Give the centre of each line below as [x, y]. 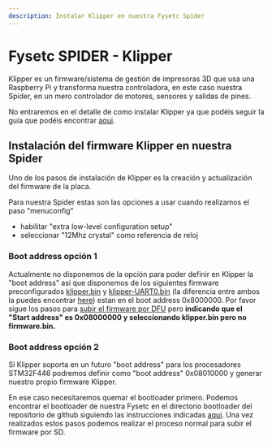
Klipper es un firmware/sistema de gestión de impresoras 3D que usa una [132, 79]
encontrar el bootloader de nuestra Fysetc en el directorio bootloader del [130, 406]
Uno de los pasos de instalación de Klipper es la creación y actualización [131, 178]
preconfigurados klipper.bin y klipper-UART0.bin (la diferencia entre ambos [134, 291]
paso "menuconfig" [41, 211]
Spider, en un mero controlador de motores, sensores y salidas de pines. [130, 96]
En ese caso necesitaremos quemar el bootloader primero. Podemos [123, 397]
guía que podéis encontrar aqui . [62, 120]
